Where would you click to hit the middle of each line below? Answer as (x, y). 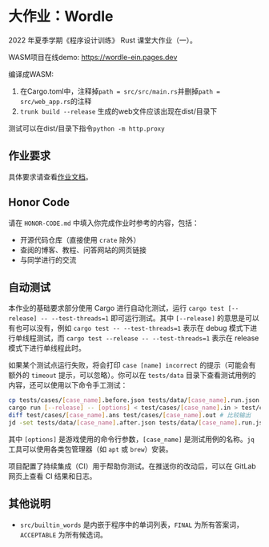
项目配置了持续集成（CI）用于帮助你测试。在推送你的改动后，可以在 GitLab (132, 466)
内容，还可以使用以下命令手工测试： (68, 385)
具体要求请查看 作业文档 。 (50, 176)
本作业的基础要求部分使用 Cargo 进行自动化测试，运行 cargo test (116, 308)
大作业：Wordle (61, 16)
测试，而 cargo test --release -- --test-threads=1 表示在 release (147, 338)
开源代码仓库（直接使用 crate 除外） (80, 239)
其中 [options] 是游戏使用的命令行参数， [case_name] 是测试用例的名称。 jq (131, 439)
